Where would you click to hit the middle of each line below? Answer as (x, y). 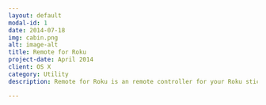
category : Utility (38, 74)
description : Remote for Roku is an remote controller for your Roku (125, 81)
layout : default (35, 15)
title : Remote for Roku (47, 52)
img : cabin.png (33, 37)
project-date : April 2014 (51, 60)
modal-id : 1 (28, 23)
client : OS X (30, 67)
